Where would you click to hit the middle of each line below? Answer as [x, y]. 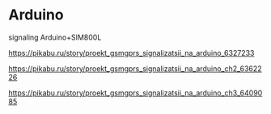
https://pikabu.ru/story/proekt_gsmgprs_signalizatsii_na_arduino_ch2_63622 [135, 68]
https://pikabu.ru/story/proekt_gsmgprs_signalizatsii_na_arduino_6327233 [131, 53]
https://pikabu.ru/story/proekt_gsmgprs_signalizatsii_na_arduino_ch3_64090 [135, 93]
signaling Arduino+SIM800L [55, 37]
